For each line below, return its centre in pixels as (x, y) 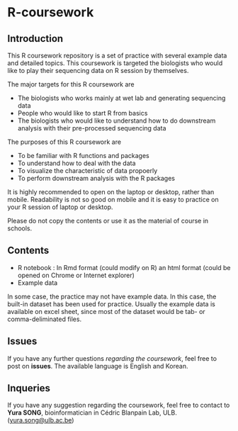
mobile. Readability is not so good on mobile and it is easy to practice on (113, 200)
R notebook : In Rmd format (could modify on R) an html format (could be (124, 267)
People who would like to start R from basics (83, 113)
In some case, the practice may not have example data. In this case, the (112, 296)
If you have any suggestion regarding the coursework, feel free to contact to (119, 405)
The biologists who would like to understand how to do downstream (117, 121)
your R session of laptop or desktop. (60, 207)
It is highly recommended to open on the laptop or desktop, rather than (111, 192)
